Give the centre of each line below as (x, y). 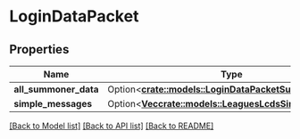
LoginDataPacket (74, 16)
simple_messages (53, 104)
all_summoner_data (57, 89)
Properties (39, 49)
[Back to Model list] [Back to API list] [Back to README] (112, 126)
